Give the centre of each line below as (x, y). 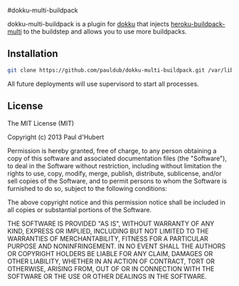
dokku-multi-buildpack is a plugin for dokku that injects (88, 24)
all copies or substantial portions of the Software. (79, 209)
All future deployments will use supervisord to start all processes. (103, 84)
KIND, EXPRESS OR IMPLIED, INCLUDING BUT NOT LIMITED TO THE (108, 231)
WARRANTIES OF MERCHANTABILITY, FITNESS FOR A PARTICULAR (108, 238)
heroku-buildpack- (198, 24)
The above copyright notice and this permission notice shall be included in (116, 202)
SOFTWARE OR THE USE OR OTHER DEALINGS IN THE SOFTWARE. (107, 276)
